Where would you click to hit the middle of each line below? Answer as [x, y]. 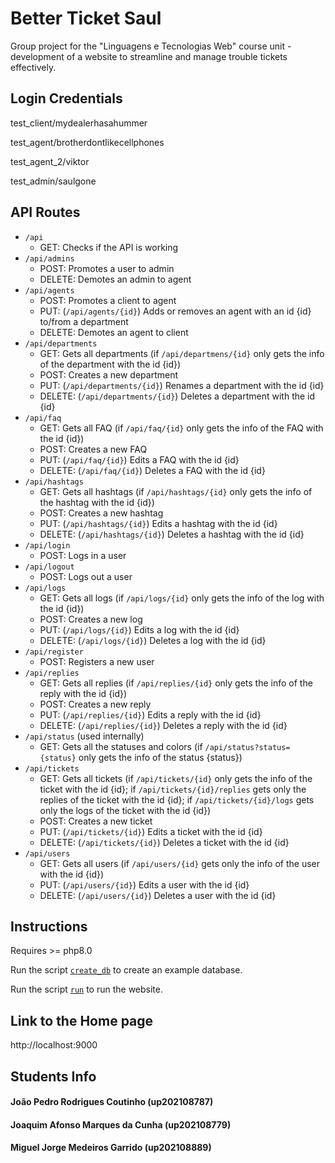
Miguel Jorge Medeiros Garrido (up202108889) [111, 1148]
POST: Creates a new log [91, 619]
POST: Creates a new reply [95, 704]
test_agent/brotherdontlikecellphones [87, 142]
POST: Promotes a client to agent [108, 300]
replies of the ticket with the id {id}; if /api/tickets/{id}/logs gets [177, 799]
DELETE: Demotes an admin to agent [115, 279]
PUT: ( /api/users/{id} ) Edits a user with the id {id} [144, 884]
